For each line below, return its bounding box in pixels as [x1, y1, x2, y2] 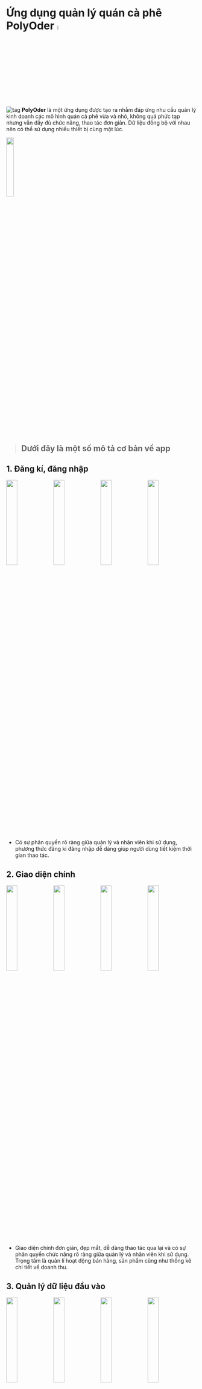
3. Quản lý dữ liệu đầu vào [6, 1281, 106, 1291]
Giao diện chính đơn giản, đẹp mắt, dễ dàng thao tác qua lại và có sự [14, 1244, 186, 1252]
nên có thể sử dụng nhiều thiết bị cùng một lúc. [6, 126, 124, 133]
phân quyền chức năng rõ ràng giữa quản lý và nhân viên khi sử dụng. [14, 1251, 189, 1258]
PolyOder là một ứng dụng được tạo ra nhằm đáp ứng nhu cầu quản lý [22, 106, 197, 114]
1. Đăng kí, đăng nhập [6, 463, 89, 474]
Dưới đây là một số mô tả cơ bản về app [21, 443, 171, 454]
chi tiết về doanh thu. [14, 1264, 68, 1271]
